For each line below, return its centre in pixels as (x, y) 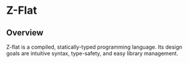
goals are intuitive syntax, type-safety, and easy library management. (92, 53)
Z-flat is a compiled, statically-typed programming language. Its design (94, 47)
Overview (25, 33)
